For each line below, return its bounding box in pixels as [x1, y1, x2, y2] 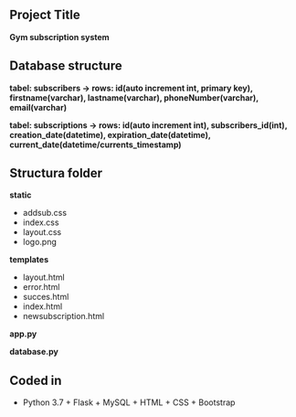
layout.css [22, 227, 62, 238]
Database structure [9, 59, 122, 74]
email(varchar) [9, 102, 67, 112]
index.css [22, 217, 59, 228]
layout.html [22, 272, 66, 283]
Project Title [9, 7, 80, 23]
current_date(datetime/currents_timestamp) [9, 139, 182, 150]
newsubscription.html [22, 311, 105, 322]
